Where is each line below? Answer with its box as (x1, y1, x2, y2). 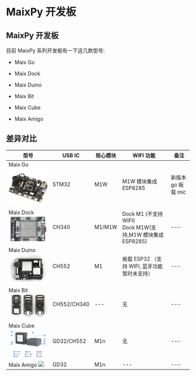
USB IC (62, 151, 80, 158)
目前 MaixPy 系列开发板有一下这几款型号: (6, 47, 105, 54)
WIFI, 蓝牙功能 (128, 263, 163, 270)
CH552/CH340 (52, 301, 90, 308)
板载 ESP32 (122, 256, 150, 263)
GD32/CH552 (52, 337, 86, 344)
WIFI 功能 (132, 152, 156, 159)
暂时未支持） (122, 270, 153, 277)
